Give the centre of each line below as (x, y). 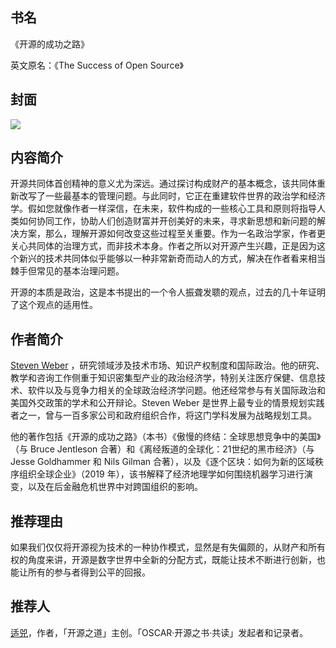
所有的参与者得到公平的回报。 (89, 572)
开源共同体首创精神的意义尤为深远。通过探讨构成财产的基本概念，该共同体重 (168, 184)
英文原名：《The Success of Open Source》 (97, 65)
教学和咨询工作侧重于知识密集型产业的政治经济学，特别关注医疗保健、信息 (163, 378)
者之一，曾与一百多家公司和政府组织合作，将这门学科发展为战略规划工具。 (163, 415)
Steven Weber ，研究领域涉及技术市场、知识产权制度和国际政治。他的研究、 (167, 365)
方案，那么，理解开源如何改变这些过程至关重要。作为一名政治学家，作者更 (172, 234)
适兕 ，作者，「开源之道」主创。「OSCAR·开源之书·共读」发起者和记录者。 (159, 632)
